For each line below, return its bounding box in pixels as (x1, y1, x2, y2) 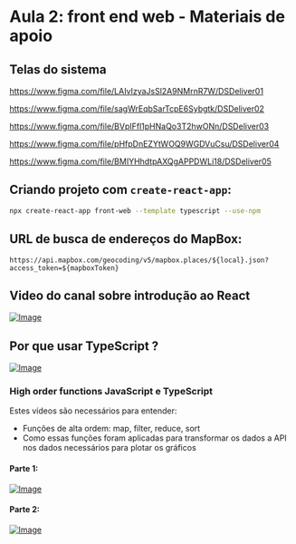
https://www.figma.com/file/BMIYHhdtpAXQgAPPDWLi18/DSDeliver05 (9, 156, 272, 167)
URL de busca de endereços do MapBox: (9, 231, 243, 247)
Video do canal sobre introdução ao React (9, 287, 251, 303)
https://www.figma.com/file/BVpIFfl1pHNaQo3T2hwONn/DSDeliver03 (9, 121, 270, 131)
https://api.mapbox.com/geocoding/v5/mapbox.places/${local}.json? (9, 256, 270, 265)
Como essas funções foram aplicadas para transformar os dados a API (22, 432, 287, 443)
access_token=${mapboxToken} (9, 263, 119, 273)
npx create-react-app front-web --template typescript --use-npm (9, 206, 261, 215)
